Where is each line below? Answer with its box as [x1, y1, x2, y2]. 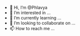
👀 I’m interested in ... [9, 10, 51, 16]
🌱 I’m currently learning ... [9, 15, 62, 20]
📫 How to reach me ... [9, 26, 55, 31]
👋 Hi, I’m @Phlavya [9, 5, 48, 10]
